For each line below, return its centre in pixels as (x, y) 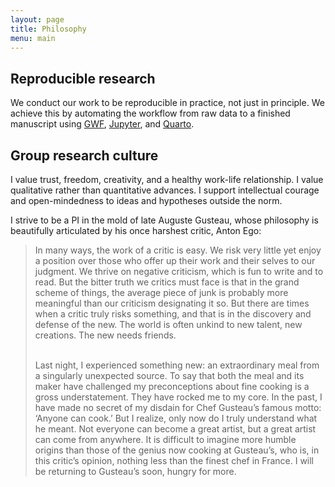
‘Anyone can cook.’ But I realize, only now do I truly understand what (176, 418)
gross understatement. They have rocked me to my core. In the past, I (178, 397)
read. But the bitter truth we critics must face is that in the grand (167, 282)
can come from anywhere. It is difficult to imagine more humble (165, 439)
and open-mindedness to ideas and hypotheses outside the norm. (146, 200)
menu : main (33, 38)
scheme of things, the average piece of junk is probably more (161, 292)
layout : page (37, 19)
